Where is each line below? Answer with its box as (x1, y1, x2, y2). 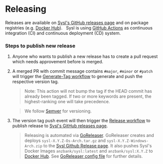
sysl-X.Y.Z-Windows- (107, 138, 149, 143)
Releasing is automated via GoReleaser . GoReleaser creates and (24, 133, 154, 138)
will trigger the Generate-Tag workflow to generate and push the (12, 74, 143, 80)
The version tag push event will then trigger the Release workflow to (12, 118, 151, 124)
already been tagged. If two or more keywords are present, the (24, 93, 152, 99)
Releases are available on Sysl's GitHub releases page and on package (5, 20, 149, 26)
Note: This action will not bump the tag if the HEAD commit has (24, 88, 152, 94)
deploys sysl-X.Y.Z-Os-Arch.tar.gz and (24, 137, 106, 143)
